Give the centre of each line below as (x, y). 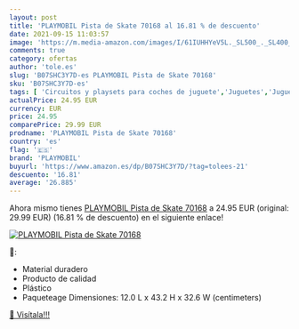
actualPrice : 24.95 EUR (53, 100)
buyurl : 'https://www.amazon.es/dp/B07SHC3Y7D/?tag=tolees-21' (129, 166)
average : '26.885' (43, 183)
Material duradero (55, 269)
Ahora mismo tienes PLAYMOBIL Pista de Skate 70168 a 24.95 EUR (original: (149, 208)
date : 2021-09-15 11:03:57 (59, 34)
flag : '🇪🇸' (31, 149)
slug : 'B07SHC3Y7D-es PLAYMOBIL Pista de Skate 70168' (113, 76)
